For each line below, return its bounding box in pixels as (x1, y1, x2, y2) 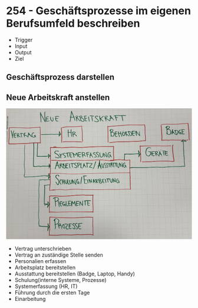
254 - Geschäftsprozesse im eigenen (6, 4, 192, 18)
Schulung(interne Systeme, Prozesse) (14, 277, 107, 284)
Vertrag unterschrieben (14, 245, 72, 252)
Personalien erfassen (14, 258, 67, 265)
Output (14, 48, 32, 56)
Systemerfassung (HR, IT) (14, 283, 78, 290)
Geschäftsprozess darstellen (6, 72, 115, 82)
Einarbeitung (14, 296, 46, 303)
